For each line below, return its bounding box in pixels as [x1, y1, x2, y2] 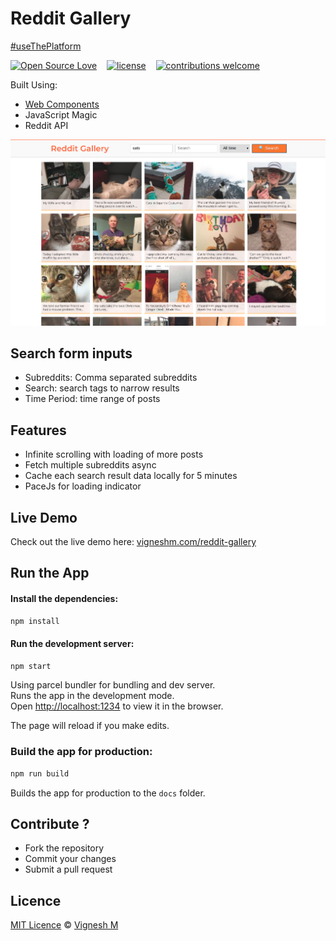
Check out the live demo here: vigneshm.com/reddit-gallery [10, 535, 257, 547]
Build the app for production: [10, 745, 153, 759]
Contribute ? [10, 816, 90, 833]
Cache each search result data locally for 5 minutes [24, 470, 238, 482]
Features [10, 422, 67, 439]
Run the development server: [10, 638, 135, 649]
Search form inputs [10, 345, 133, 362]
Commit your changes [24, 853, 117, 865]
